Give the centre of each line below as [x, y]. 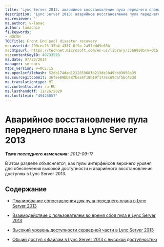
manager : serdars [23, 64]
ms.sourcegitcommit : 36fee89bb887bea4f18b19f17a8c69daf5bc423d [71, 77]
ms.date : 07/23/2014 [26, 59]
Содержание [26, 189]
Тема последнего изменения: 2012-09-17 [49, 154]
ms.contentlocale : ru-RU [30, 86]
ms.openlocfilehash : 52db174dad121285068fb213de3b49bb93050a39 [71, 73]
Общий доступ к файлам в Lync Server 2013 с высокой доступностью [84, 239]
